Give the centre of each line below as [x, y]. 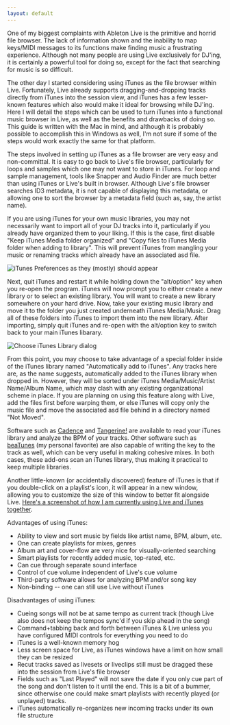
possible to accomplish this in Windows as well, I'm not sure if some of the [112, 134]
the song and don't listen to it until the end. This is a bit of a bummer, [114, 686]
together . [20, 509]
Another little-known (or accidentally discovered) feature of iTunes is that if [113, 480]
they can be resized [45, 657]
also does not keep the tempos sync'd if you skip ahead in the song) [113, 620]
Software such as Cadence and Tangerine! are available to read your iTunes [114, 430]
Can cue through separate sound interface [77, 565]
